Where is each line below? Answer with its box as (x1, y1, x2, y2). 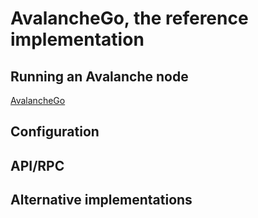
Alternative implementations (10, 192, 193, 209)
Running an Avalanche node (10, 68, 189, 85)
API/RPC (10, 157, 65, 174)
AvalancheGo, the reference (10, 7, 249, 30)
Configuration (10, 123, 100, 141)
